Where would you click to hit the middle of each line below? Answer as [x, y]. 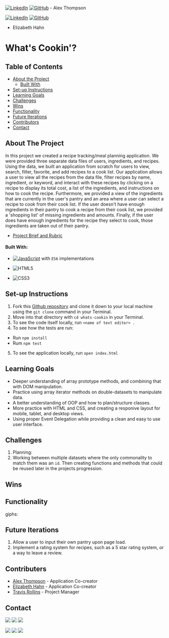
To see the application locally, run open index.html [65, 353]
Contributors [26, 122]
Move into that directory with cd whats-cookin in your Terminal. [78, 317]
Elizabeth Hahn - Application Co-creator [54, 587]
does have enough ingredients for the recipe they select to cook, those [79, 220]
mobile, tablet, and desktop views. [48, 413]
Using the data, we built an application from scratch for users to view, [78, 166]
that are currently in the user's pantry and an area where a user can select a [85, 198]
